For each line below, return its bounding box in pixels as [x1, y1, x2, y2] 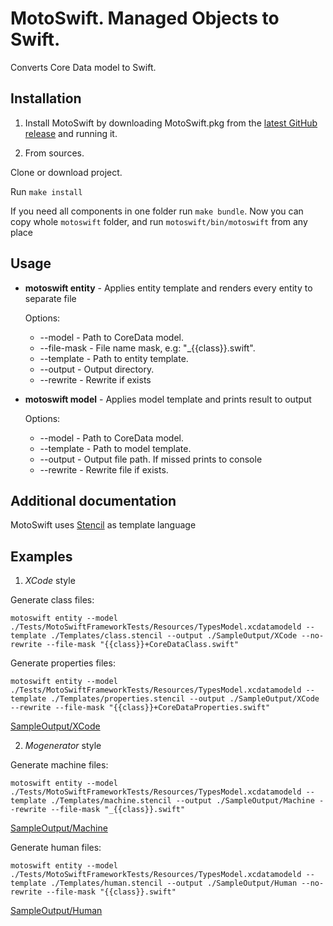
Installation [10, 90, 82, 107]
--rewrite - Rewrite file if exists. [39, 463, 169, 476]
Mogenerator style [24, 740, 102, 752]
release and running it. [24, 127, 118, 139]
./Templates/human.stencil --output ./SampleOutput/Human [50, 878, 298, 889]
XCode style [24, 575, 76, 587]
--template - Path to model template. [39, 442, 192, 454]
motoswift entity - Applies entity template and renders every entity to [24, 282, 313, 294]
